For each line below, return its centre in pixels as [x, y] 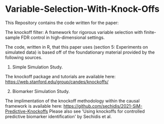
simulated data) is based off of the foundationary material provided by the [80, 52]
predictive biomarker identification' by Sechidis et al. [58, 116]
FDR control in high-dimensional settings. [63, 37]
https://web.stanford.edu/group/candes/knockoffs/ [57, 82]
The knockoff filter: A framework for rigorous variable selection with [74, 32]
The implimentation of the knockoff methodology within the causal [72, 101]
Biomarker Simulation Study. [41, 91]
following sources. [24, 57]
